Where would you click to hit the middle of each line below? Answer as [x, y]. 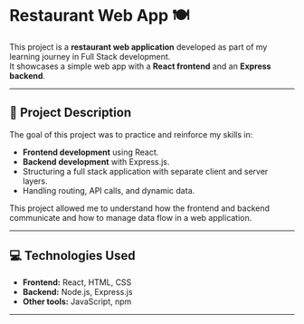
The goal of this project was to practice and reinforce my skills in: [131, 134]
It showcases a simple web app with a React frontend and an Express [140, 66]
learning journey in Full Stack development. [90, 56]
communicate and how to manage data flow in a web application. [131, 217]
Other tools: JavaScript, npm [77, 301]
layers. [35, 181]
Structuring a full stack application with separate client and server [145, 171]
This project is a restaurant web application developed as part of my [138, 47]
